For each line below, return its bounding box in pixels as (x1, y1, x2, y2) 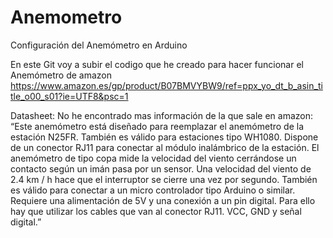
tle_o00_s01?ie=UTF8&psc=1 (10, 90, 129, 102)
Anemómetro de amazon (10, 69, 112, 81)
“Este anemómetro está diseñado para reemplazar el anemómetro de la (10, 120, 305, 132)
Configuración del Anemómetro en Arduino (10, 39, 188, 51)
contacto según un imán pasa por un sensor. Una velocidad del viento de (10, 162, 312, 175)
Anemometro (10, 6, 123, 29)
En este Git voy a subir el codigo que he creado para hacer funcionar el (10, 58, 304, 70)
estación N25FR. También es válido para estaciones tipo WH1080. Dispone (10, 131, 319, 143)
